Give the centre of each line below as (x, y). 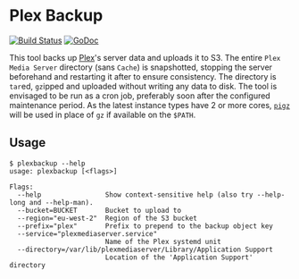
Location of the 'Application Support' (179, 257)
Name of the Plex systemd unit (163, 241)
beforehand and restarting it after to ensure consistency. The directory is (143, 76)
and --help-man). (61, 202)
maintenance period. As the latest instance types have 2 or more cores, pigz (149, 105)
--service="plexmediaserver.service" (87, 233)
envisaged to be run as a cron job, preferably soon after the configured (140, 96)
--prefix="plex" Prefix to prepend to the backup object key (145, 226)
